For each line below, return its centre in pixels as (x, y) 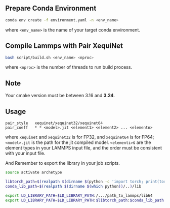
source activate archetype (34, 172)
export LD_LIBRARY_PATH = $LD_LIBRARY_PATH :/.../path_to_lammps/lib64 (79, 195)
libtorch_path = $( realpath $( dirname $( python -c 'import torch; (74, 182)
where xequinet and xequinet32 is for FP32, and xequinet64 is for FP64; (80, 137)
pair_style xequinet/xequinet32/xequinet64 (54, 123)
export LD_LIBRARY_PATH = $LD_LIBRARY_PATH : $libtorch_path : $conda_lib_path (85, 200)
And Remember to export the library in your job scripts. (63, 163)
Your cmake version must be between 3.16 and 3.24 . (60, 96)
